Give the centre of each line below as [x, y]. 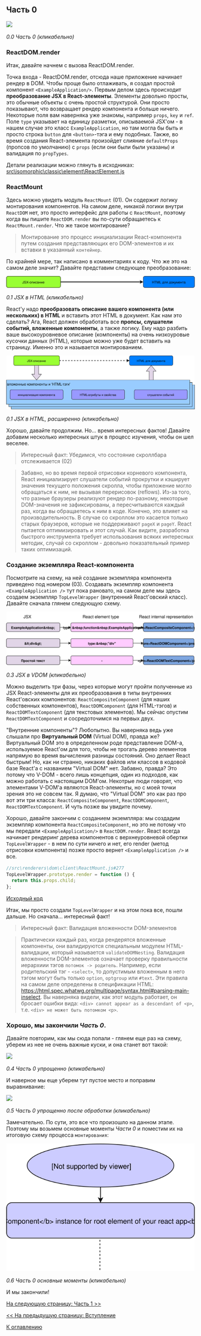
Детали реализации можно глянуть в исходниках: [70, 165]
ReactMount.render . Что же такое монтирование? [68, 226]
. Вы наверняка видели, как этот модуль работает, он [109, 997]
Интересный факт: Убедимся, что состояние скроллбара [94, 455]
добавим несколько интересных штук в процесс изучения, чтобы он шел [100, 437]
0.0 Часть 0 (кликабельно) [40, 37]
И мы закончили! [28, 1292]
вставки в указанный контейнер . [61, 250]
